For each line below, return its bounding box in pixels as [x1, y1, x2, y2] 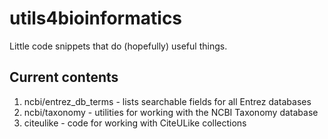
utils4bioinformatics [9, 7, 183, 30]
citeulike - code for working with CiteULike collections [23, 117, 247, 129]
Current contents [9, 69, 119, 86]
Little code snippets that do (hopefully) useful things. [9, 40, 228, 52]
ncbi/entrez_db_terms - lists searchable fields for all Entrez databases [23, 95, 312, 107]
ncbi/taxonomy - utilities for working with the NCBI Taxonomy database [23, 106, 319, 118]
